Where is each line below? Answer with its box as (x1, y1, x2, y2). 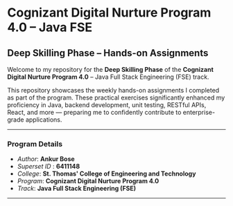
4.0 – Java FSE (7, 19, 92, 35)
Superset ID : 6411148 (17, 162, 80, 171)
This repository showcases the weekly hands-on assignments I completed (7, 86, 220, 94)
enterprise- (182, 109, 216, 116)
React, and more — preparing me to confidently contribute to (7, 109, 182, 116)
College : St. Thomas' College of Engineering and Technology (17, 169, 196, 178)
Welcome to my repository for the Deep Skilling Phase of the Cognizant (7, 66, 214, 73)
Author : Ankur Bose (17, 155, 75, 163)
